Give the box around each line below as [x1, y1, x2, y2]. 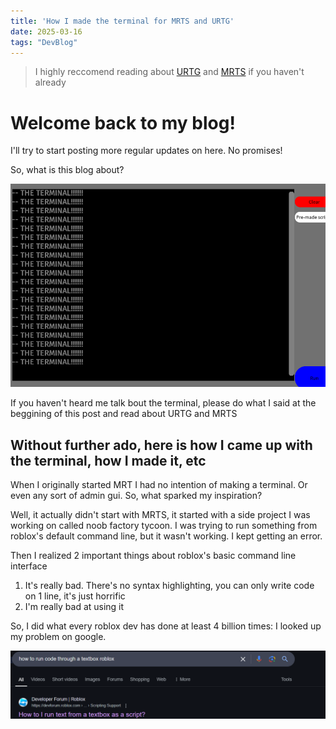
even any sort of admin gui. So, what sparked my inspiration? [10, 489, 263, 501]
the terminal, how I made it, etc [10, 452, 207, 469]
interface [10, 560, 48, 572]
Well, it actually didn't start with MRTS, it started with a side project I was [10, 508, 311, 520]
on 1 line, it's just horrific [24, 590, 126, 602]
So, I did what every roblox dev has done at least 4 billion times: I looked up [10, 620, 322, 632]
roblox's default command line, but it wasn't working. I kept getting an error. [10, 530, 323, 542]
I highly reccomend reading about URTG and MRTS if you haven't [34, 66, 305, 78]
